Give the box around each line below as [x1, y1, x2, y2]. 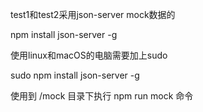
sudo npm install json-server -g [10, 69, 140, 81]
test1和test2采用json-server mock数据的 [10, 9, 176, 20]
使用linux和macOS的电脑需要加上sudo [10, 49, 168, 61]
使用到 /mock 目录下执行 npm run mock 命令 [10, 90, 194, 102]
